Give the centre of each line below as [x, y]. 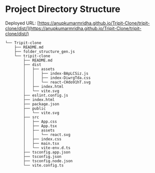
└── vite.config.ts [44, 165]
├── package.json [41, 104]
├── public [35, 108]
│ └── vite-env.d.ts [47, 148]
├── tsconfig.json [42, 156]
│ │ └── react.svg [47, 134]
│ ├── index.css [42, 139]
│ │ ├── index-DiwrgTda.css [57, 78]
